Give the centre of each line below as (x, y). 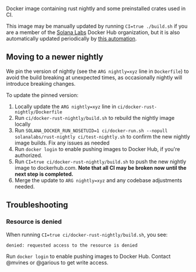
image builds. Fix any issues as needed (62, 143)
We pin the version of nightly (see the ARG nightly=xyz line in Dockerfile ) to (97, 71)
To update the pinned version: (42, 95)
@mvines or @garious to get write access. (57, 262)
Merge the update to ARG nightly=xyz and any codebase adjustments (98, 180)
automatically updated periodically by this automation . (72, 38)
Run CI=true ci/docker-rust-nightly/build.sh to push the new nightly (100, 162)
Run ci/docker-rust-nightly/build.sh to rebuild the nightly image (94, 117)
